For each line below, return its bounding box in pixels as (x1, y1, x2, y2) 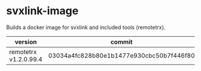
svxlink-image (6, 4, 79, 18)
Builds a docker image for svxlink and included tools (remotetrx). (6, 24, 166, 31)
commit (110, 37, 133, 46)
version (14, 37, 37, 46)
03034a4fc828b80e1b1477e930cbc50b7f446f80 (48, 51, 196, 60)
